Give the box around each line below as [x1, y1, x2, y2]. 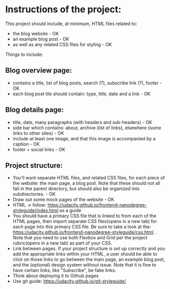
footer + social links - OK [12, 146, 65, 152]
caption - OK [12, 141, 40, 147]
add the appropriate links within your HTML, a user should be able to [12, 251, 157, 257]
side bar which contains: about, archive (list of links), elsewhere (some [12, 125, 162, 131]
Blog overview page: [5, 66, 72, 75]
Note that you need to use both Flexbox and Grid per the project [12, 235, 148, 241]
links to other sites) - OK [12, 130, 64, 136]
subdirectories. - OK [12, 191, 56, 197]
